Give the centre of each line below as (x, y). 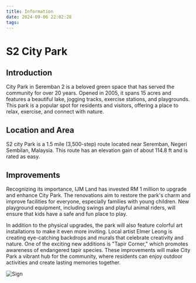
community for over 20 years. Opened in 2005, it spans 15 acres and (89, 93)
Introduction (29, 73)
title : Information (30, 11)
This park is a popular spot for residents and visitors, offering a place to (92, 105)
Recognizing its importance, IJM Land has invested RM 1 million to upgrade (97, 189)
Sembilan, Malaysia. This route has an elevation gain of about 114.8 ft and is (97, 150)
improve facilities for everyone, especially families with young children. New (98, 201)
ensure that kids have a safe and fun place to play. (67, 214)
